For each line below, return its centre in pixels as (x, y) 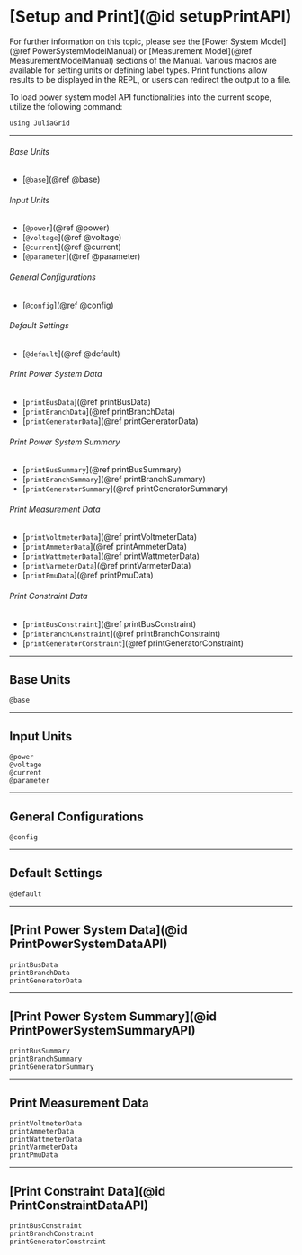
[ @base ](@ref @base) (61, 179)
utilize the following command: (66, 106)
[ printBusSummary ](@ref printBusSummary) (102, 470)
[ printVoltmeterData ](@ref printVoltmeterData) (110, 537)
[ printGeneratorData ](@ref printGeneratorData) (111, 421)
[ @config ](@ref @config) (68, 305)
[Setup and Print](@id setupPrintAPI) (151, 17)
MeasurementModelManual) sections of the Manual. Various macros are (143, 60)
